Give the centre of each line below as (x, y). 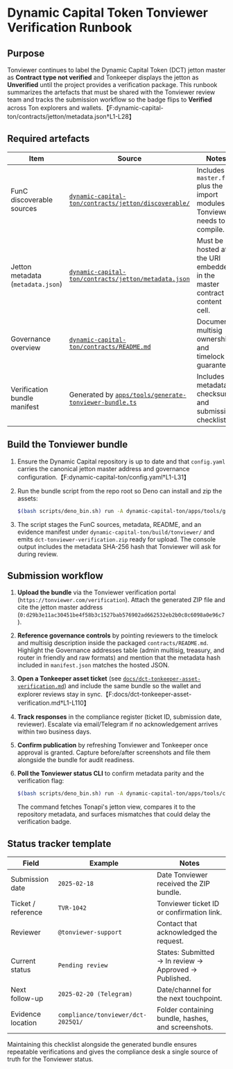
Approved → (177, 970)
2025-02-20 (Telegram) (95, 994)
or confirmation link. (190, 912)
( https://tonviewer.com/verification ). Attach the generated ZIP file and (121, 600)
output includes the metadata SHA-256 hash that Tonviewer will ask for (119, 546)
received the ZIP (183, 884)
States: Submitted (186, 952)
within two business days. (54, 731)
